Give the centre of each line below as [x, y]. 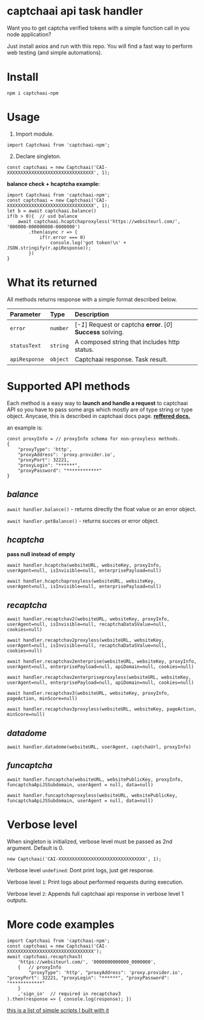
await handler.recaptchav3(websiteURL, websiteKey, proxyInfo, [88, 694]
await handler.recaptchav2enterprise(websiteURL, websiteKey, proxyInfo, [102, 661]
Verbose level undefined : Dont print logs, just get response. [81, 870]
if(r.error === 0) [62, 237]
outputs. [17, 900]
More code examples [61, 924]
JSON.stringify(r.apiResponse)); [49, 248]
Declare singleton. [38, 156]
